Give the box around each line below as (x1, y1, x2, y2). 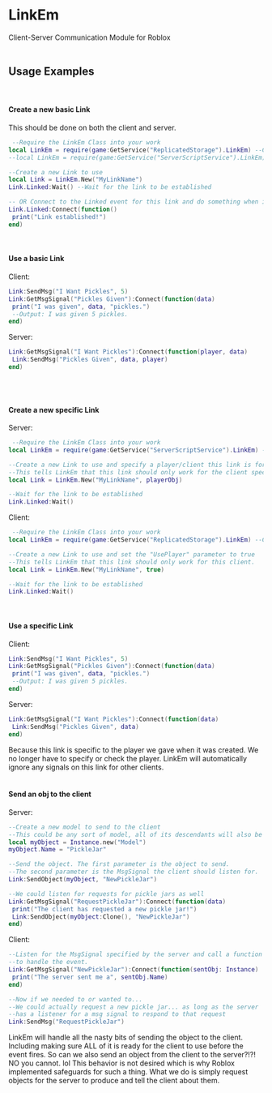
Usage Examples (8, 65, 95, 79)
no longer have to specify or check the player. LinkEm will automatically (8, 753, 248, 763)
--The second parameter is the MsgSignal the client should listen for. (8, 868, 259, 877)
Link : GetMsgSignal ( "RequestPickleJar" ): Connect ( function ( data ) (8, 898, 227, 906)
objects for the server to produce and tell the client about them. (8, 1076, 220, 1086)
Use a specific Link (8, 620, 74, 630)
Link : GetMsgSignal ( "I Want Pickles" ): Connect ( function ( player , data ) (8, 348, 249, 356)
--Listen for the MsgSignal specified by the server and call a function (8, 950, 263, 958)
